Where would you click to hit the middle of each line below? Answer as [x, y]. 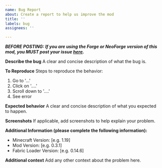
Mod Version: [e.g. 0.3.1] [37, 145]
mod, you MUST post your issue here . [45, 52]
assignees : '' [20, 28]
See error [22, 97]
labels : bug [17, 24]
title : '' [15, 19]
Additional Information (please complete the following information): [76, 131]
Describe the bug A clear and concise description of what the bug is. [76, 61]
